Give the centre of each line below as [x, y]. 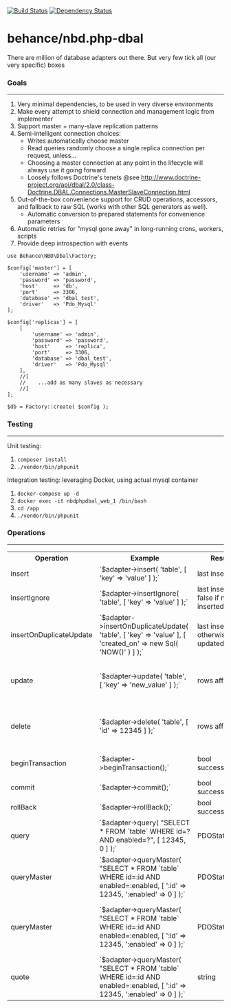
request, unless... [52, 156]
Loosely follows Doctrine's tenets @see [83, 178]
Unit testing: [24, 445]
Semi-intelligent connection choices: [69, 134]
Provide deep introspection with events [73, 243]
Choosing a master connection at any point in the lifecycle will [115, 163]
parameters [44, 221]
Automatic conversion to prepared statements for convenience [116, 214]
